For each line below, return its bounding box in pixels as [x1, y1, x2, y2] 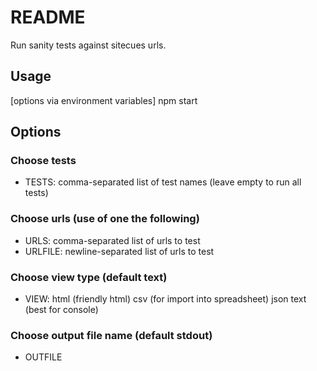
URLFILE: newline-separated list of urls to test [24, 245, 215, 257]
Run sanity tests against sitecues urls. [10, 39, 167, 51]
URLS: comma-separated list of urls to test [24, 234, 201, 246]
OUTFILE [24, 351, 63, 363]
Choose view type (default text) [10, 270, 168, 284]
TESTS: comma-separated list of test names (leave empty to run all [24, 176, 302, 188]
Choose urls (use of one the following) [10, 212, 200, 226]
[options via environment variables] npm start [10, 94, 198, 106]
